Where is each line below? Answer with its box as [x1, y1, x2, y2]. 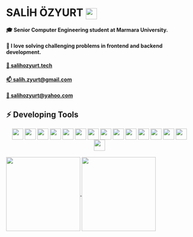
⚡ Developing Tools [6, 110, 79, 120]
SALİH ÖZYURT [6, 6, 84, 20]
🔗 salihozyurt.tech [6, 62, 53, 69]
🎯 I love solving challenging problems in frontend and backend [6, 42, 163, 49]
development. [6, 48, 41, 56]
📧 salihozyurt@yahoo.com [6, 92, 73, 99]
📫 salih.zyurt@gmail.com [6, 76, 72, 83]
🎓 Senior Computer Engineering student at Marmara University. [6, 27, 169, 34]
